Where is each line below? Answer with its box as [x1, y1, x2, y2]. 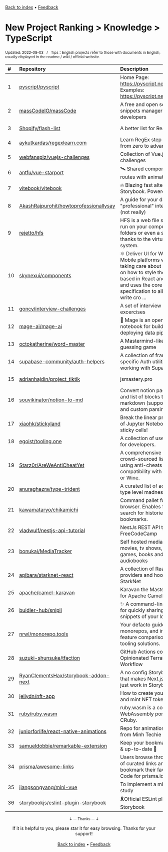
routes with [119, 173, 146, 180]
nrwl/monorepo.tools [19, 630, 68, 637]
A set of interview [119, 302, 161, 309]
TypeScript [5, 33, 52, 44]
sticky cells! [119, 427, 148, 434]
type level [119, 488, 143, 495]
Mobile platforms [119, 256, 160, 263]
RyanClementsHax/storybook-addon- [19, 672, 110, 679]
